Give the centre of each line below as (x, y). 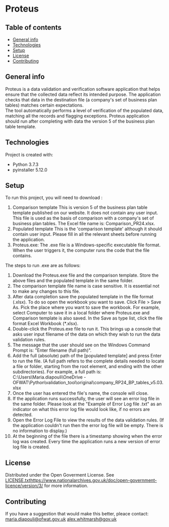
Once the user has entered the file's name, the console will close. (80, 393)
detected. (22, 415)
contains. (22, 256)
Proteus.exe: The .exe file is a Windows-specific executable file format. (87, 245)
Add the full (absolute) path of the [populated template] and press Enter (87, 356)
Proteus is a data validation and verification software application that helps (83, 89)
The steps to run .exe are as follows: (43, 266)
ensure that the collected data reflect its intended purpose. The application (83, 94)
